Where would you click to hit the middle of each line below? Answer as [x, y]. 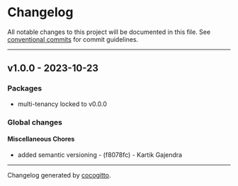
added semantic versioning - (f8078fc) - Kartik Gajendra [100, 155]
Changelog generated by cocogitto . [59, 175]
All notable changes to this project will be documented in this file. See [109, 32]
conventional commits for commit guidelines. [73, 39]
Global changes [35, 122]
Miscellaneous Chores [41, 139]
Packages [25, 88]
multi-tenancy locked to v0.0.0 [62, 104]
